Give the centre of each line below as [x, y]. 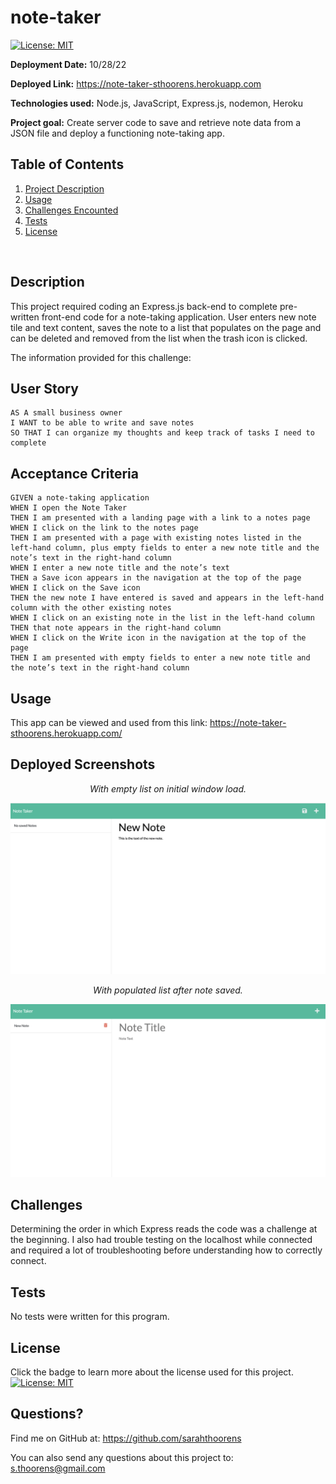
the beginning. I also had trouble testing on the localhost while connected [161, 1240]
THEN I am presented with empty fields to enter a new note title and [160, 658]
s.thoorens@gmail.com [58, 1468]
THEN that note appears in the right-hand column [116, 628]
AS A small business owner [66, 413]
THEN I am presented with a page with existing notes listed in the [156, 538]
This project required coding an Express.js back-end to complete [144, 306]
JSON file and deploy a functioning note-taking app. [117, 133]
